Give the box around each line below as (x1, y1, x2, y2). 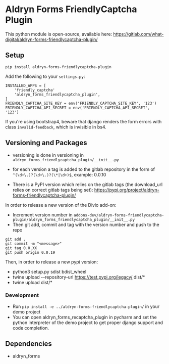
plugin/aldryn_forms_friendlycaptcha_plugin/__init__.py (12, 217, 135, 222)
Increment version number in (12, 211, 73, 218)
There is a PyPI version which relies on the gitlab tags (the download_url (12, 181, 163, 188)
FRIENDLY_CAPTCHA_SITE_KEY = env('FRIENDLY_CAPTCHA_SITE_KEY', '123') (5, 101, 157, 106)
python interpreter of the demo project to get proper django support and (12, 320, 163, 326)
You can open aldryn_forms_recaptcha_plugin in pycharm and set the (12, 314, 157, 320)
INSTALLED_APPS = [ (5, 83, 46, 88)
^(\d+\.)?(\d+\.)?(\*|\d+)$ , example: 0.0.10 (12, 171, 106, 177)
